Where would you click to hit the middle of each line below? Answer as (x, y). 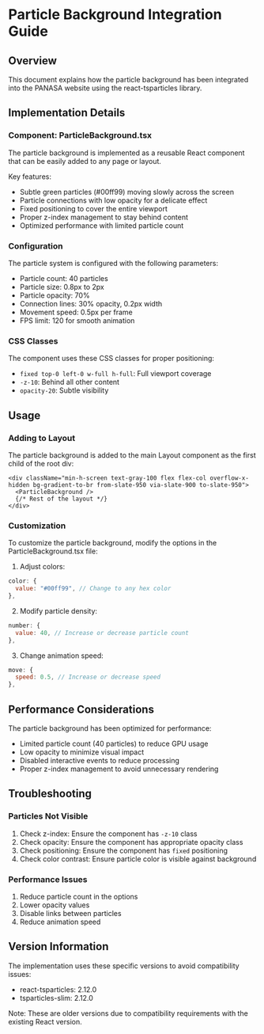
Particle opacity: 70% (55, 295)
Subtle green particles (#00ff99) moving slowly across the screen (127, 192)
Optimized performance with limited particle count (102, 225)
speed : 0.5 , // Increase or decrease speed (88, 677)
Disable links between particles (70, 913)
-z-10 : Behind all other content (70, 382)
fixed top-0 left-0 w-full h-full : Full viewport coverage (115, 374)
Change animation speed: (62, 656)
